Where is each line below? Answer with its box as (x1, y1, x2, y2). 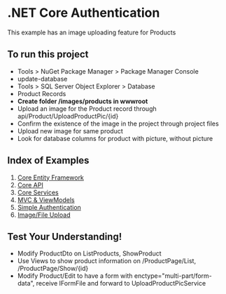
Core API (17, 180, 43, 189)
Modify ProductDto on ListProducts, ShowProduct (17, 249, 162, 258)
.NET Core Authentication (7, 5, 160, 21)
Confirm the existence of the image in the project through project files (17, 119, 219, 128)
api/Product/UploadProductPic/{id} (17, 112, 119, 120)
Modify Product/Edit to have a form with (17, 272, 133, 280)
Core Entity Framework (17, 173, 84, 182)
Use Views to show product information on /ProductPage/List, (17, 257, 197, 265)
